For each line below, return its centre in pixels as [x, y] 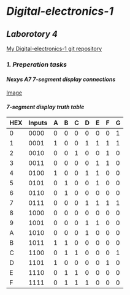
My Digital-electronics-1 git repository [54, 48]
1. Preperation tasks [37, 64]
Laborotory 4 [32, 34]
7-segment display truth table [45, 107]
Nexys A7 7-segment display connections [61, 79]
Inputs [38, 123]
